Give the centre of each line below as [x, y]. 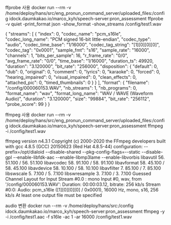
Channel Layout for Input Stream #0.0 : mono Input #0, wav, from [74, 179]
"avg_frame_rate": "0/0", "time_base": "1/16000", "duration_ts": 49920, [79, 61]
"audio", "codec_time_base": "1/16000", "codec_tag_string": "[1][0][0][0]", [83, 45]
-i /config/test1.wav [25, 131]
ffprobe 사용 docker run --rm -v [38, 7]
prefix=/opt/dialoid [25, 152]
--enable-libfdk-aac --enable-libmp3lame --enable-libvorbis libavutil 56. [89, 157]
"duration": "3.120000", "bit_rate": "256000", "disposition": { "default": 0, [82, 66]
